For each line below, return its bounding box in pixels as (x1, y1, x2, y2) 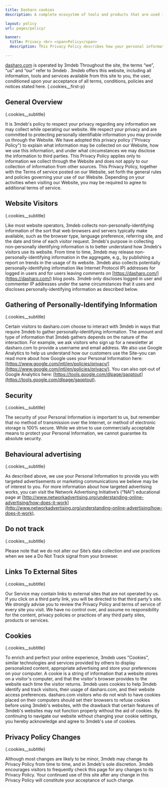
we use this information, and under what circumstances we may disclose (5, 147, 155, 153)
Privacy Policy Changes (5, 733, 81, 741)
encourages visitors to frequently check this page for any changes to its (5, 766, 153, 772)
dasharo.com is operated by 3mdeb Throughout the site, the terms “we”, (5, 62, 154, 68)
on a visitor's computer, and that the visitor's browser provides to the (5, 676, 147, 682)
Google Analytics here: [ (5, 371, 55, 377)
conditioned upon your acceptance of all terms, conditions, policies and (5, 78, 153, 84)
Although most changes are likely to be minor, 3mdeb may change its (5, 756, 148, 762)
